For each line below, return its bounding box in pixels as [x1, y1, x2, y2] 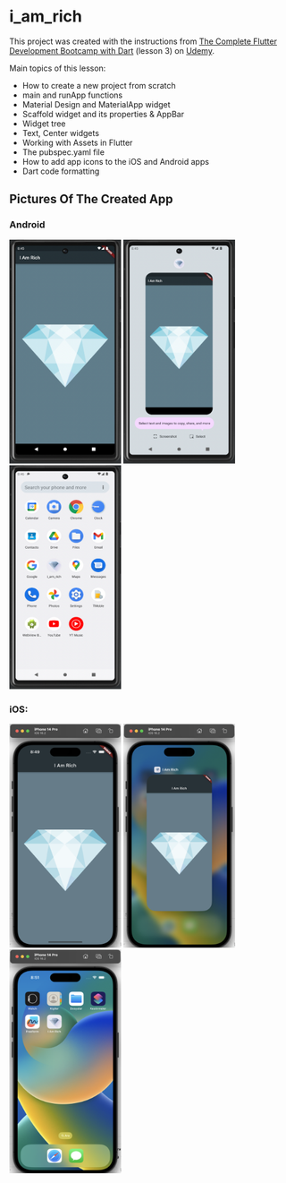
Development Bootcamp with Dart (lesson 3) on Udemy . [9, 45, 214, 56]
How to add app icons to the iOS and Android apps [21, 156, 210, 167]
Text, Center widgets [21, 127, 100, 138]
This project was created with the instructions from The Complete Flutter [9, 36, 277, 47]
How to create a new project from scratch [21, 80, 176, 90]
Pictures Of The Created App [9, 192, 173, 207]
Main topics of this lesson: [9, 63, 106, 73]
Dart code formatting [21, 166, 100, 176]
